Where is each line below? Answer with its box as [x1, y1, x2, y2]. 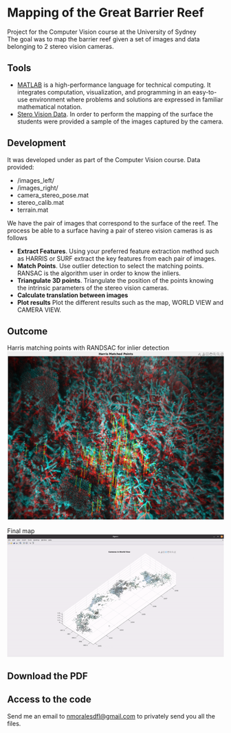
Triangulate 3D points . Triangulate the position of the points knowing [16, 276, 214, 284]
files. [7, 719, 21, 727]
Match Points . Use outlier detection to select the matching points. [16, 261, 204, 270]
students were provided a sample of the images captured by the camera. [16, 117, 223, 125]
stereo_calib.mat [16, 198, 64, 206]
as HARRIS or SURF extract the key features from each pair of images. [16, 254, 217, 263]
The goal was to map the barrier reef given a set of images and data [7, 34, 200, 43]
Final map [7, 526, 35, 535]
